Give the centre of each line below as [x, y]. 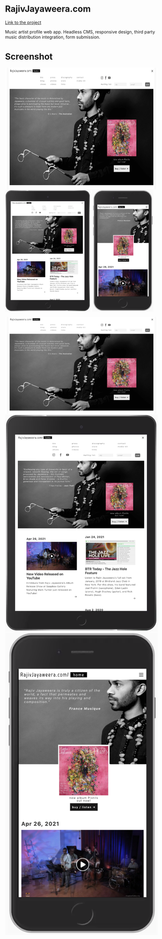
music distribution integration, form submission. [53, 37]
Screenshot [29, 57]
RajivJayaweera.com [48, 9]
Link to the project [23, 22]
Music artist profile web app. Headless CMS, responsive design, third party [80, 32]
